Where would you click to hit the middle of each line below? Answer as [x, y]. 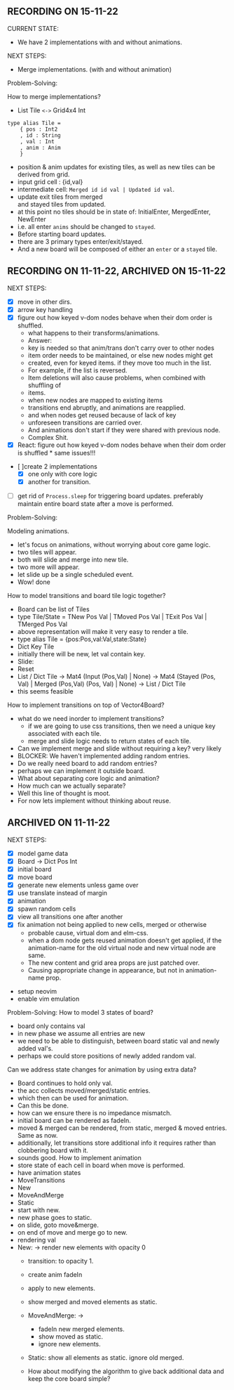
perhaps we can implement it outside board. [81, 771]
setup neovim [37, 991]
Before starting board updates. [62, 234]
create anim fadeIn [55, 1274]
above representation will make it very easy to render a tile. [103, 632]
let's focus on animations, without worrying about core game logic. [114, 545]
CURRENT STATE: [33, 28]
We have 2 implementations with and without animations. [99, 42]
